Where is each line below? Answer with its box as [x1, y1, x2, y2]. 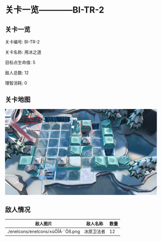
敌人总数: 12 [5, 70, 29, 75]
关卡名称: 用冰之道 [5, 49, 41, 55]
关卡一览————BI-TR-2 [5, 4, 105, 15]
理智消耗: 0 [5, 80, 27, 86]
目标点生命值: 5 [5, 60, 36, 65]
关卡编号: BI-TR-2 [5, 39, 40, 45]
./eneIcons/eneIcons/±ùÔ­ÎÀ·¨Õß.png [7, 228, 81, 234]
